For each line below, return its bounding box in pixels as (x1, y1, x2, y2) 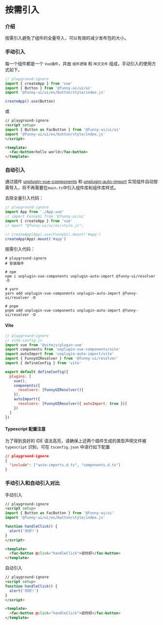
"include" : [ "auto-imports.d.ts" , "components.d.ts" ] (9, 463, 121, 468)
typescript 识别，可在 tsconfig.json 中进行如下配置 (5, 444, 110, 450)
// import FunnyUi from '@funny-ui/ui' (5, 214, 86, 219)
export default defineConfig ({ (5, 369, 69, 374)
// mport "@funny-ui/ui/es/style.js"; (5, 223, 84, 228)
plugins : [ (9, 374, 32, 379)
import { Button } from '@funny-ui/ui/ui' (5, 86, 92, 90)
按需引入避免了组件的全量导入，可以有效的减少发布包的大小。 (5, 35, 129, 41)
